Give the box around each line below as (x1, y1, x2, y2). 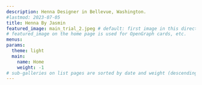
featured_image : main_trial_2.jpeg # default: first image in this (6, 25, 179, 32)
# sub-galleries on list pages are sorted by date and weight (6, 70, 165, 76)
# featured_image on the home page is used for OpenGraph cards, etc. (6, 31, 187, 37)
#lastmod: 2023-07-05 (6, 14, 61, 20)
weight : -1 (17, 64, 44, 71)
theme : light (11, 48, 44, 54)
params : (6, 42, 26, 48)
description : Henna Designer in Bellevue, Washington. (6, 8, 147, 15)
